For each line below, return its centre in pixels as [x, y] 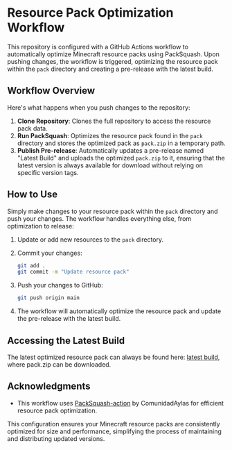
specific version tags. [48, 172]
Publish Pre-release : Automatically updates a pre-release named [110, 150]
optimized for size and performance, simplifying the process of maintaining [114, 431]
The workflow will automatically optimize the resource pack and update [119, 311]
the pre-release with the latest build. [69, 319]
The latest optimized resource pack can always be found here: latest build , [114, 357]
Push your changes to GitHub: [60, 285]
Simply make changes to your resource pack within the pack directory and [113, 211]
